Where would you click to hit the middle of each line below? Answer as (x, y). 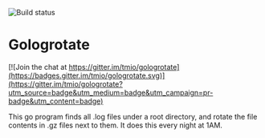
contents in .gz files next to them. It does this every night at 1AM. (116, 125)
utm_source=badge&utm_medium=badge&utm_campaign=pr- (111, 92)
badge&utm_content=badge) (56, 101)
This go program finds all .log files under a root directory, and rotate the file (133, 116)
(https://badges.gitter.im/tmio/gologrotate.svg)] (87, 75)
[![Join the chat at (38, 67)
